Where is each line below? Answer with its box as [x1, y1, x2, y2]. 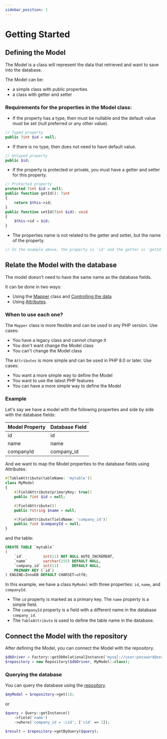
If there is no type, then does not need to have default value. [12, 144, 137, 150]
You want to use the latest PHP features [12, 378, 94, 384]
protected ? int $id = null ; [5, 186, 64, 191]
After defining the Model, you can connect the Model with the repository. [5, 645, 155, 651]
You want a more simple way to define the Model [12, 372, 113, 378]
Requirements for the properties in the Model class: [5, 104, 132, 111]
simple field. [12, 602, 38, 608]
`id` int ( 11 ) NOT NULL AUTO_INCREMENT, [14, 554, 114, 559]
